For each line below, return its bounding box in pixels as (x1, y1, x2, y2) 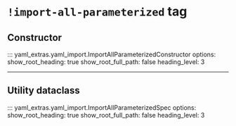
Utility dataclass (7, 84, 81, 96)
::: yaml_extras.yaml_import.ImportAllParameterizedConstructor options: (7, 50, 216, 58)
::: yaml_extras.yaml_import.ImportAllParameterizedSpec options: (7, 103, 197, 112)
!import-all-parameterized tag (7, 4, 188, 20)
